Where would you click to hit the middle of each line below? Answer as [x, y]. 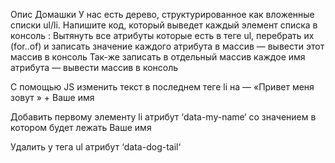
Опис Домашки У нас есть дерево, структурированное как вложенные [162, 14]
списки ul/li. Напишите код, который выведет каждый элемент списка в [164, 25]
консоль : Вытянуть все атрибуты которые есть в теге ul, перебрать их [162, 35]
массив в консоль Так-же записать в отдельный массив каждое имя [158, 57]
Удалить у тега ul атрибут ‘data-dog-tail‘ [96, 147]
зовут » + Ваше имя [52, 97]
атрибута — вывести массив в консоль [94, 67]
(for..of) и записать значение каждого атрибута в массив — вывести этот [167, 46]
